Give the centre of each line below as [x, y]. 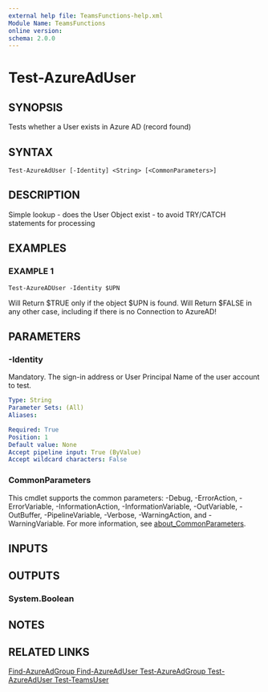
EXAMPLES [37, 249]
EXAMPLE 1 [31, 272]
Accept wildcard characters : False [68, 460]
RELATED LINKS [49, 652]
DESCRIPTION [44, 195]
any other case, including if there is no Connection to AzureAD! [112, 311]
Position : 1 [28, 437]
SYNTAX [31, 152]
